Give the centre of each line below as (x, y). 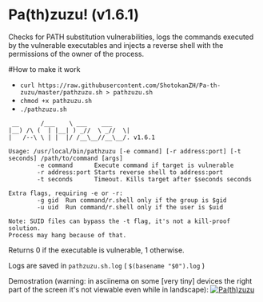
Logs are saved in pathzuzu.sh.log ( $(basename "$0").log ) (107, 265)
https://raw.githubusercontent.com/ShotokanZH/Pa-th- (130, 85)
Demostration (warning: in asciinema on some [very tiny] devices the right (130, 280)
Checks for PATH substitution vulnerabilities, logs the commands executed (131, 37)
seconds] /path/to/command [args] (66, 158)
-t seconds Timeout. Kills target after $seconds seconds (144, 179)
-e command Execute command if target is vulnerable (135, 165)
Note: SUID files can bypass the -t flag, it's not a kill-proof (119, 221)
